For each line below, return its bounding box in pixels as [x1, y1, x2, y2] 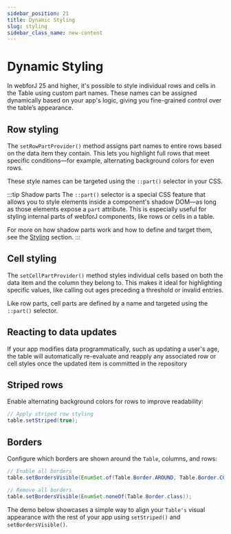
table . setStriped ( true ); [7, 417, 78, 424]
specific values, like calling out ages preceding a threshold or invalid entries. [7, 286, 224, 294]
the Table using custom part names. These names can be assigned [7, 89, 197, 97]
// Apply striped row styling [7, 411, 94, 418]
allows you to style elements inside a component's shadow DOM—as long [7, 197, 217, 206]
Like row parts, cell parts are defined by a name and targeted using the [7, 299, 208, 307]
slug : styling [7, 23, 48, 30]
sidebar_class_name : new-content [7, 29, 103, 36]
